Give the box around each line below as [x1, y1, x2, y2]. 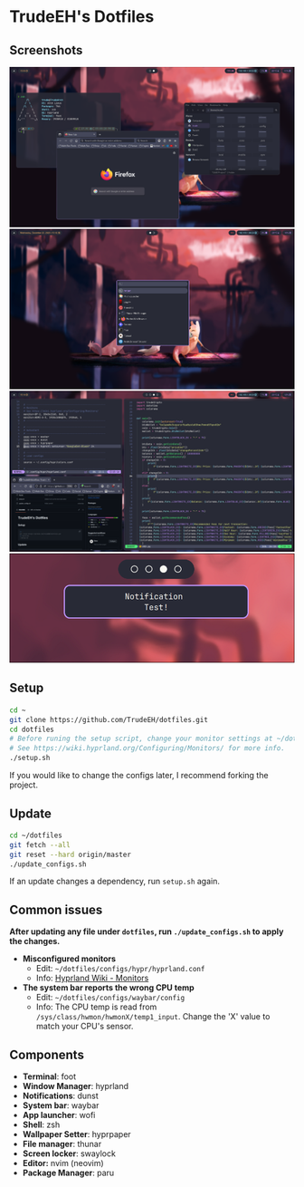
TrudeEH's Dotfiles [9, 6, 155, 27]
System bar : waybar [22, 1100, 100, 1111]
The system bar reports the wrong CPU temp [22, 982, 195, 993]
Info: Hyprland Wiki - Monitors [35, 972, 149, 984]
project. [9, 779, 39, 790]
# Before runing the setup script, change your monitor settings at [9, 734, 273, 744]
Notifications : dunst [22, 1090, 100, 1102]
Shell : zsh [22, 1119, 61, 1130]
